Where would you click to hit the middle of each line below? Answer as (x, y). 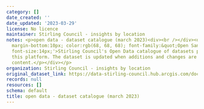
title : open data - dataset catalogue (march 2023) (73, 96)
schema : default (27, 91)
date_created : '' (28, 18)
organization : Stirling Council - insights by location (78, 68)
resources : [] (24, 85)
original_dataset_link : (36, 74)
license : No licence (32, 29)
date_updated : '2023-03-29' (42, 23)
